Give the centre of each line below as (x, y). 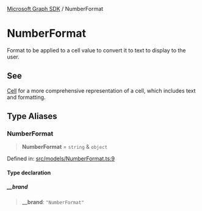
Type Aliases (32, 116)
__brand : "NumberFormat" (53, 202)
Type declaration (29, 173)
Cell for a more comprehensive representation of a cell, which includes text (101, 90)
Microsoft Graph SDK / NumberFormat (55, 9)
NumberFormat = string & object (65, 147)
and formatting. (26, 97)
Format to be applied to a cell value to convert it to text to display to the (96, 50)
